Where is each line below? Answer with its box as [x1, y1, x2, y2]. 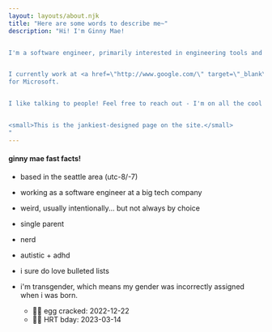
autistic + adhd [19, 250, 70, 260]
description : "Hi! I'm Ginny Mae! [8, 27, 125, 35]
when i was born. [19, 290, 79, 300]
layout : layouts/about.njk [8, 11, 100, 20]
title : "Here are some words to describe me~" [8, 19, 168, 28]
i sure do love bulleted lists [19, 266, 109, 275]
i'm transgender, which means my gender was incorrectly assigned [19, 281, 245, 292]
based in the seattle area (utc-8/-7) [19, 172, 138, 181]
